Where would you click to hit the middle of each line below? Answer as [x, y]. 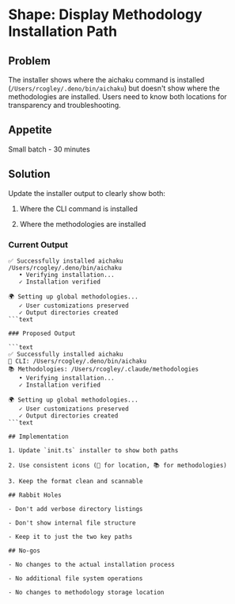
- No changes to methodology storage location [86, 592]
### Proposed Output [42, 333]
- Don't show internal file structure [72, 523]
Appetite [30, 130]
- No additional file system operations [76, 578]
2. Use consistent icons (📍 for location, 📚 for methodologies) [118, 465]
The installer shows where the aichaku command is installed [106, 80]
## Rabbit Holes [35, 495]
